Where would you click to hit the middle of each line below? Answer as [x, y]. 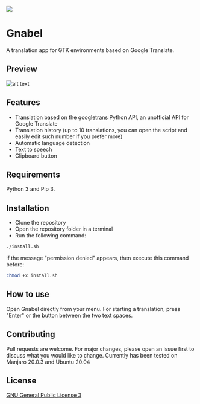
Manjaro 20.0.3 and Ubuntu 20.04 [48, 362]
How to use [28, 294]
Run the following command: [50, 236]
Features [23, 103]
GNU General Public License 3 [44, 395]
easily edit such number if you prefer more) [69, 136]
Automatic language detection [52, 143]
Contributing [31, 334]
